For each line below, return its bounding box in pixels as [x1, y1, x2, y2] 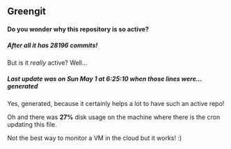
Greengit [7, 6, 47, 17]
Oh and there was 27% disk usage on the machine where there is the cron [7, 113, 221, 121]
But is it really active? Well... [7, 58, 88, 67]
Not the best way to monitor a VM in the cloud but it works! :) [7, 134, 182, 142]
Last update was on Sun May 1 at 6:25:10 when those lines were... [7, 74, 202, 83]
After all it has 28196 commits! [7, 41, 98, 49]
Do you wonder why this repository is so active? [7, 24, 150, 33]
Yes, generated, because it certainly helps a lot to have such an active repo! [7, 99, 225, 107]
